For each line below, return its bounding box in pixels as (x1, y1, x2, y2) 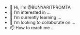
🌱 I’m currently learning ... (9, 15, 62, 20)
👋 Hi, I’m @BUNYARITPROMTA (9, 5, 71, 10)
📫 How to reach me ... (9, 25, 55, 30)
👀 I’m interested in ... (9, 9, 51, 15)
